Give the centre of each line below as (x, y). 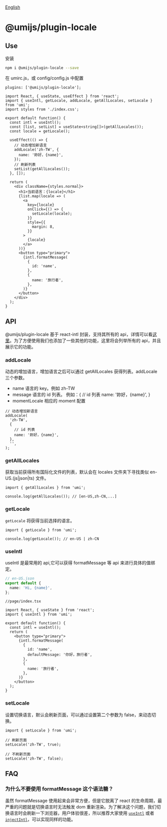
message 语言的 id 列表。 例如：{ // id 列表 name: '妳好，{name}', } (81, 395)
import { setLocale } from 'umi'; (41, 730)
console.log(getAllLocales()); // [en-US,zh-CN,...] (61, 496)
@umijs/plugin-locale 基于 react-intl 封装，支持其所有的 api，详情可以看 (79, 334)
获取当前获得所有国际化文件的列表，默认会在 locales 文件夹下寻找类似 (77, 472)
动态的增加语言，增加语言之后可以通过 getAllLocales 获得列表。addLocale (81, 371)
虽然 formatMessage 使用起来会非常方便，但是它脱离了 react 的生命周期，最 (84, 801)
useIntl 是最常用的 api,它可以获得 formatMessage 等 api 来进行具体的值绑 (80, 563)
